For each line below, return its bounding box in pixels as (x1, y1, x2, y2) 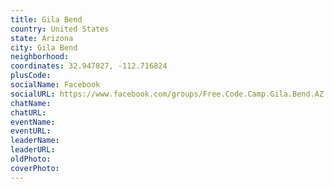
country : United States (10, 24, 110, 34)
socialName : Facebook (10, 80, 101, 90)
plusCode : (10, 71, 52, 81)
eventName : (10, 117, 56, 127)
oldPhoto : (10, 154, 52, 164)
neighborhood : (10, 52, 70, 62)
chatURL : (10, 107, 47, 118)
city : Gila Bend (10, 42, 78, 53)
